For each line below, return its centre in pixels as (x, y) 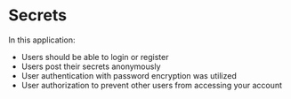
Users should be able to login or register (95, 57)
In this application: (42, 40)
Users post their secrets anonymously (91, 66)
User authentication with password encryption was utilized (129, 75)
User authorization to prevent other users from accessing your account (151, 85)
